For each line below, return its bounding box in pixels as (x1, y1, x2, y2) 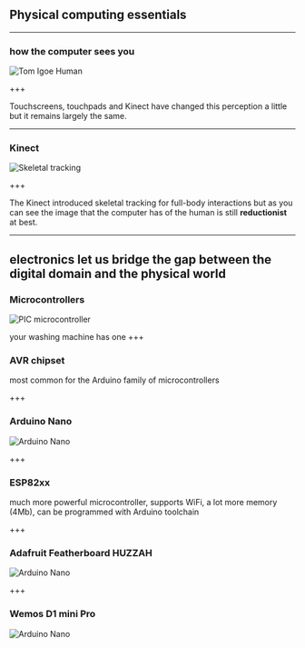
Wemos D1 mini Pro (9, 608, 96, 621)
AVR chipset (9, 354, 65, 367)
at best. (9, 217, 38, 228)
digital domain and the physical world (9, 265, 227, 281)
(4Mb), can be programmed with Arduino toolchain (9, 506, 200, 517)
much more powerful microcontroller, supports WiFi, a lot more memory (9, 496, 278, 507)
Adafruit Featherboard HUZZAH (9, 546, 152, 559)
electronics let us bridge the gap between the (9, 252, 272, 267)
